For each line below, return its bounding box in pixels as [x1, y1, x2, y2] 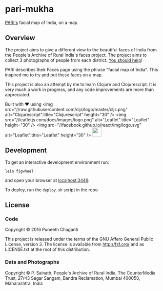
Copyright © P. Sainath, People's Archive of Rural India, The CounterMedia [5, 270, 156, 276]
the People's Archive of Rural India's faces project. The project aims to [5, 52, 147, 58]
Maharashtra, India [5, 280, 43, 286]
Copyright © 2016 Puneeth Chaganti [5, 226, 79, 233]
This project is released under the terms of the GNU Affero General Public [5, 236, 154, 242]
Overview [5, 34, 36, 42]
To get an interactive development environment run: [5, 159, 109, 165]
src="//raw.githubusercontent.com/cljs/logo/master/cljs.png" [5, 106, 128, 112]
